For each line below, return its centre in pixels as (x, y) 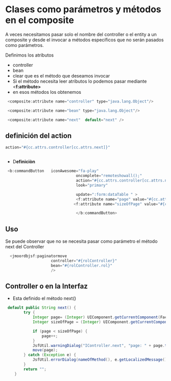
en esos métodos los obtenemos (47, 92)
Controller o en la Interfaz (47, 286)
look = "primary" (92, 185)
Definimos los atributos (30, 55)
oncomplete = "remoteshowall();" (109, 176)
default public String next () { (42, 308)
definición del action (39, 135)
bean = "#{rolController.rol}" (82, 265)
